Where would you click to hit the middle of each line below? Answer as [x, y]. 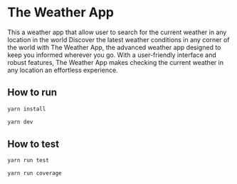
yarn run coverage [35, 173]
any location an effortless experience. [63, 70]
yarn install [27, 109]
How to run [32, 92]
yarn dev [20, 122]
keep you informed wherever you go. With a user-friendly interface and [112, 55]
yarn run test [28, 160]
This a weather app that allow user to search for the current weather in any [117, 32]
